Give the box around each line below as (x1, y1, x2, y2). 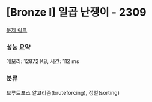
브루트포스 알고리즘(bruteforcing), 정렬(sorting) (6, 89, 120, 96)
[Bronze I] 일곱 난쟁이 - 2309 (6, 5, 147, 19)
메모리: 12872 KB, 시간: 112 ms (6, 58, 79, 65)
